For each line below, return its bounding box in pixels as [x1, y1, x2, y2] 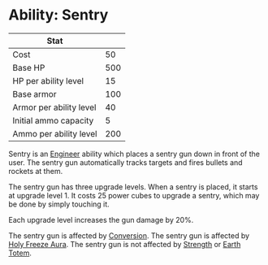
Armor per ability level [12, 102, 97, 113]
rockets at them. [8, 166, 63, 176]
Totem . [8, 248, 32, 258]
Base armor [12, 88, 57, 99]
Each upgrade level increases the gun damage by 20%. [8, 215, 194, 224]
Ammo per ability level [12, 128, 97, 139]
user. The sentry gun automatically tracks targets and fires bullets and [8, 157, 243, 167]
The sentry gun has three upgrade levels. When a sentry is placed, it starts [8, 181, 258, 192]
